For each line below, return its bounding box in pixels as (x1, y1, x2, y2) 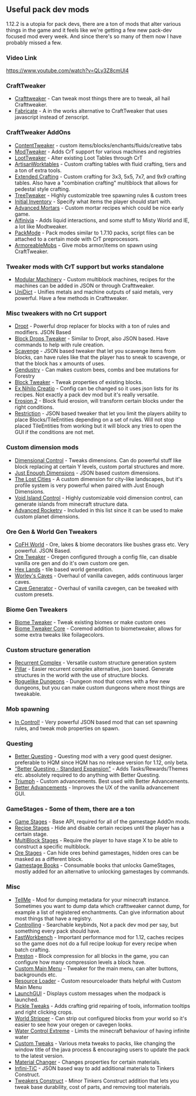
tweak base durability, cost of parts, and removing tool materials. (14, 1083, 171, 1090)
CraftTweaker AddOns (6, 129, 71, 137)
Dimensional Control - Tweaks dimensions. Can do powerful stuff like (14, 456, 182, 463)
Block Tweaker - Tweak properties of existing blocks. (14, 379, 143, 386)
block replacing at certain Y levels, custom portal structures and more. (14, 463, 184, 470)
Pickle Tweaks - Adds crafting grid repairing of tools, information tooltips (14, 1002, 190, 1009)
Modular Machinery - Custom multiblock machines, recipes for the (14, 276, 176, 283)
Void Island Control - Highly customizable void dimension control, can (14, 494, 183, 501)
